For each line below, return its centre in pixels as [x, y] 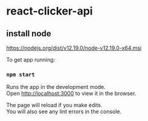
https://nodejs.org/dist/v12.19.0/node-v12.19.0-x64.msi [74, 48]
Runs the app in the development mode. [56, 87]
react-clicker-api [50, 11]
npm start [21, 74]
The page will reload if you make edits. [54, 105]
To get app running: [31, 60]
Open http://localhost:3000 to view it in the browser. [71, 93]
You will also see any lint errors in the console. [64, 112]
